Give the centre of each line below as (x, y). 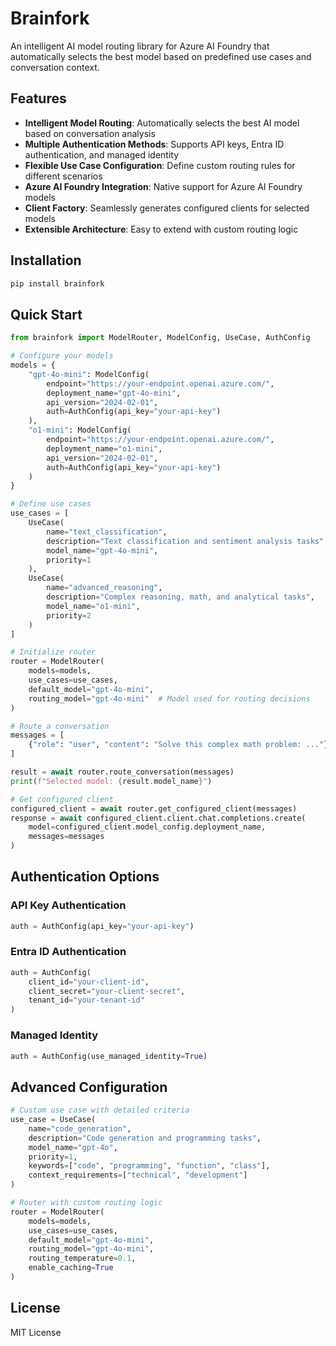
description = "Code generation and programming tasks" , (145, 1138)
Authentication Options (85, 877)
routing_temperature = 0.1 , (82, 1258)
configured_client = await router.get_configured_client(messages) (154, 808)
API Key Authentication (68, 905)
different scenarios (63, 176)
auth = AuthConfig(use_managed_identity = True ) (109, 1056)
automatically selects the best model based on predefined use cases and (161, 56)
